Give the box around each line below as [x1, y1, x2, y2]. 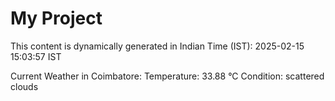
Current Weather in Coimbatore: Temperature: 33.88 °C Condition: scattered [10, 70, 325, 82]
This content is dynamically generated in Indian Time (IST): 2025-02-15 [10, 40, 305, 52]
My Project [10, 7, 103, 30]
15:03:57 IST [10, 50, 62, 62]
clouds [10, 80, 39, 92]
